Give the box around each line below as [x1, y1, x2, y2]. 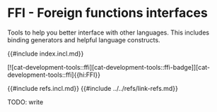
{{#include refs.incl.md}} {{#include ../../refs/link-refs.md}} [7, 84, 178, 92]
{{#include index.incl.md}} [7, 49, 84, 58]
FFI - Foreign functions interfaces [7, 5, 209, 21]
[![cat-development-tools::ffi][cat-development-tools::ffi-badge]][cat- [7, 63, 211, 71]
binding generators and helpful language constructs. [7, 35, 160, 44]
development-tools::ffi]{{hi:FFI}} [7, 70, 101, 79]
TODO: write [7, 97, 44, 106]
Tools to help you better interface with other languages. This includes [7, 28, 210, 37]
